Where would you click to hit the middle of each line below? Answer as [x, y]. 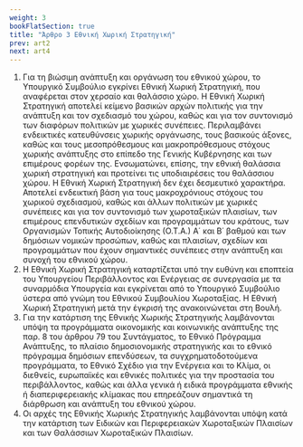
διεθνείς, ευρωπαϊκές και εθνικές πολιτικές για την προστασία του [148, 376]
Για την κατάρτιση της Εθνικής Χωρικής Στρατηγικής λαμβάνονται [148, 318]
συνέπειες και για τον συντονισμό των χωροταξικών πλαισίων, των [150, 212]
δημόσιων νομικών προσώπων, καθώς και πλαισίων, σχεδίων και [145, 241]
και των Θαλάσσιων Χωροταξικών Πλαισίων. [108, 433]
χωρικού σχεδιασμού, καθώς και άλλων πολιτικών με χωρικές [140, 202]
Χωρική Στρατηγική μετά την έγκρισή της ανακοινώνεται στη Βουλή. [152, 308]
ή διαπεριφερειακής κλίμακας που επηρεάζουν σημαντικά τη [137, 395]
